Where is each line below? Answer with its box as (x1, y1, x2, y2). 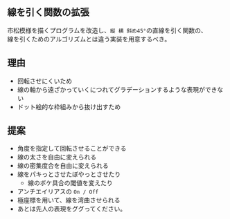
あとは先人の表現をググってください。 (17, 204, 127, 213)
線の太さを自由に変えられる (17, 153, 97, 161)
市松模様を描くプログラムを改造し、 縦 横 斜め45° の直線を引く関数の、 (7, 26, 207, 35)
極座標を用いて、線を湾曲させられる (17, 196, 121, 204)
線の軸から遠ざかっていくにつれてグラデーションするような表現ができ (17, 85, 218, 93)
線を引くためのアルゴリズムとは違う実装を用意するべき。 (7, 35, 171, 43)
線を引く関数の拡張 (7, 6, 89, 19)
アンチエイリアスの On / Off (17, 187, 99, 196)
